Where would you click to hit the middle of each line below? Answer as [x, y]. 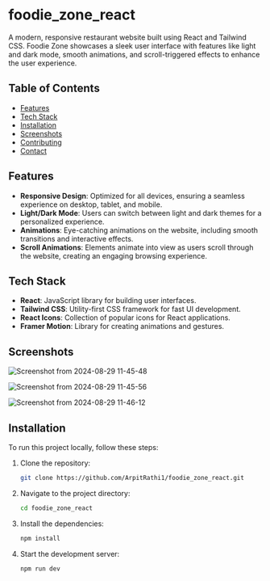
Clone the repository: [55, 463]
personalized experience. [62, 221]
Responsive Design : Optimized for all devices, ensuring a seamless [133, 196]
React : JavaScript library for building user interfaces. [108, 301]
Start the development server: [70, 554]
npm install [40, 538]
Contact [33, 150]
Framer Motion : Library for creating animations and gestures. [122, 326]
